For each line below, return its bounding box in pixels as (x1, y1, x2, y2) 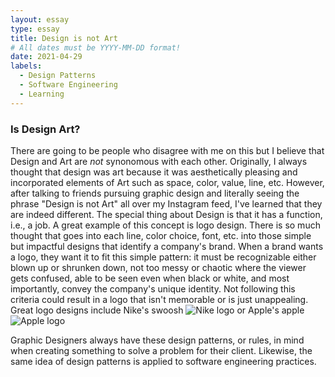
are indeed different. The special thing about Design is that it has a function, (10, 208, 323, 220)
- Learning (19, 89, 65, 99)
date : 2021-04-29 (10, 52, 83, 62)
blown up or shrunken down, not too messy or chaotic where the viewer (10, 261, 307, 273)
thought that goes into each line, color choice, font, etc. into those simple (10, 229, 312, 241)
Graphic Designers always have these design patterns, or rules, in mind (10, 334, 305, 346)
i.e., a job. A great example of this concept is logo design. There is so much (10, 219, 321, 231)
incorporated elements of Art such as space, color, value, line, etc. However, (10, 176, 325, 188)
